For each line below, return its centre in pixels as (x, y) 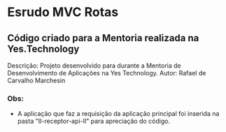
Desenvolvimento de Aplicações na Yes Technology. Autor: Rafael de (107, 73)
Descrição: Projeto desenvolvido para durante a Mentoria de (94, 66)
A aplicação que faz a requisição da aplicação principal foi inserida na (118, 114)
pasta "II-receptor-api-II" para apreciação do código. (93, 121)
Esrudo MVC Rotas (63, 12)
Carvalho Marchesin (36, 80)
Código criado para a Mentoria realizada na (103, 38)
